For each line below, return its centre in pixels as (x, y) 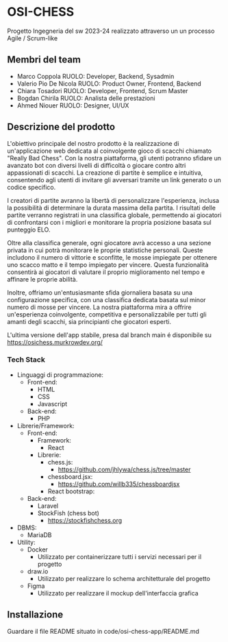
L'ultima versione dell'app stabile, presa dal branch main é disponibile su (110, 335)
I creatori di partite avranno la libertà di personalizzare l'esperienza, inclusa (113, 200)
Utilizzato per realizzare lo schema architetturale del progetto (124, 578)
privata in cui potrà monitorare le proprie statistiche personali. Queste (105, 250)
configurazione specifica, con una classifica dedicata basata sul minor (107, 299)
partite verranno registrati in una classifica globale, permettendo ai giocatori (114, 215)
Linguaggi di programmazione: (60, 375)
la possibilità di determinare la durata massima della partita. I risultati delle (111, 208)
